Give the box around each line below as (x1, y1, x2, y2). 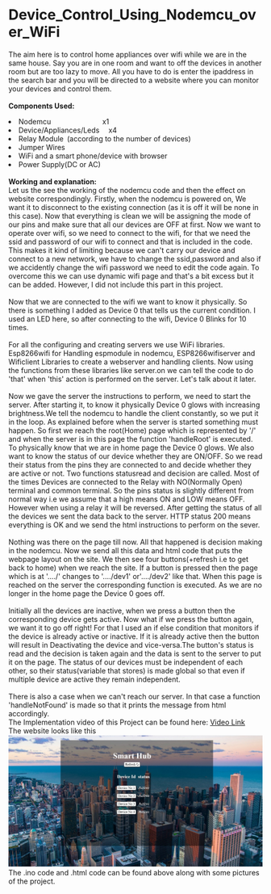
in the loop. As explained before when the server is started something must (8, 417, 259, 426)
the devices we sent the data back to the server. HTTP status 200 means (8, 511, 252, 521)
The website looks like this (8, 725, 97, 736)
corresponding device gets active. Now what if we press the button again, (8, 614, 254, 623)
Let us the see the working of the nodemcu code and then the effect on (8, 185, 246, 195)
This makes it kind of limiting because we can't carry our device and (8, 245, 236, 255)
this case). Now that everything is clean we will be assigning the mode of (8, 211, 252, 220)
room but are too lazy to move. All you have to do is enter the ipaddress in (8, 66, 254, 76)
